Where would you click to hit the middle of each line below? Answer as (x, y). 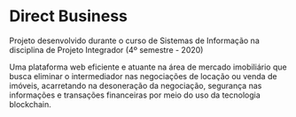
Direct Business (69, 16)
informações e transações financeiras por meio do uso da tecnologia (135, 95)
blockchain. (30, 104)
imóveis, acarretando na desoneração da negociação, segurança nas (136, 85)
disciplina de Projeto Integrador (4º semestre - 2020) (106, 49)
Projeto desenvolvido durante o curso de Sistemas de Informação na (134, 40)
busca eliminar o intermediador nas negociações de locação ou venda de (143, 76)
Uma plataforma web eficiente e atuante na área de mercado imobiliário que (148, 67)
